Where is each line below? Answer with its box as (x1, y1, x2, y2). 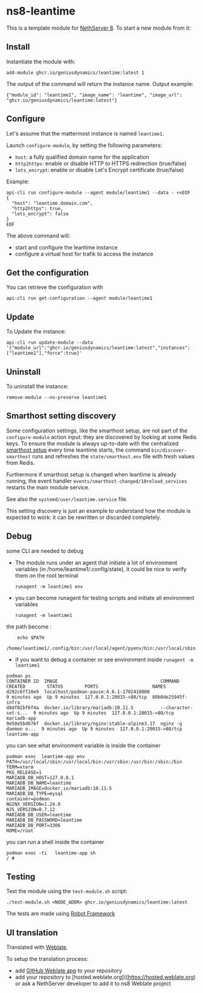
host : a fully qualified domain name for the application (14, 153, 149, 160)
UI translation (6, 928, 59, 938)
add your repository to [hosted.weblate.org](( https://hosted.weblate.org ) (14, 974, 196, 981)
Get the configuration (6, 268, 89, 278)
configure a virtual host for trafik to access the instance (14, 250, 153, 257)
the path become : (6, 622, 52, 630)
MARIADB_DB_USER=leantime (6, 811, 71, 818)
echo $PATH (17, 635, 45, 641)
